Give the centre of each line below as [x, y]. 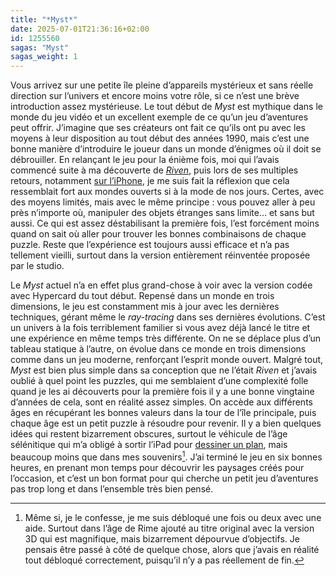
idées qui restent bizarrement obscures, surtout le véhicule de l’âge [149, 434]
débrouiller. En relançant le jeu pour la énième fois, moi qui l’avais [145, 160]
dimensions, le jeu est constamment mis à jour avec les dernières [145, 307]
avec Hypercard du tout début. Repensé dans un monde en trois [142, 296]
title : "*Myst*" [44, 19]
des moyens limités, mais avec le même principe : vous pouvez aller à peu [163, 202]
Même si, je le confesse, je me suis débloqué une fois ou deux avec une [173, 517]
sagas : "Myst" [40, 47]
